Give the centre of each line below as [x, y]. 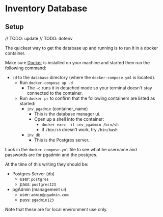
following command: [26, 68]
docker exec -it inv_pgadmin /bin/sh [80, 125]
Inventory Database [46, 9]
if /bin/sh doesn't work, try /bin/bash [80, 130]
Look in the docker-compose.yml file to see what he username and [71, 149]
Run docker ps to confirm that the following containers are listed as [87, 98]
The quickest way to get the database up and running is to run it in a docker [82, 48]
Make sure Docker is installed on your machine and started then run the [78, 63]
